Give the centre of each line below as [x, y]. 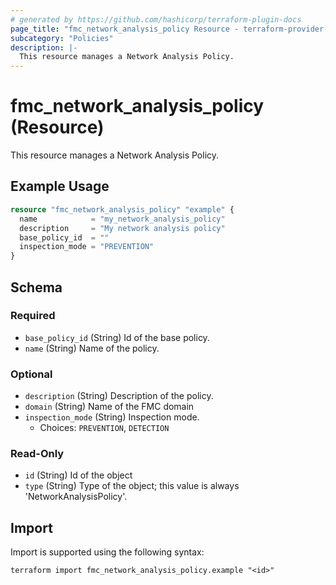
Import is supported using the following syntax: [107, 552]
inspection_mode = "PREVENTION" [87, 247]
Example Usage [60, 186]
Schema [36, 287]
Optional [31, 374]
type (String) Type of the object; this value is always [132, 486]
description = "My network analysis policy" [122, 228]
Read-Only [37, 454]
